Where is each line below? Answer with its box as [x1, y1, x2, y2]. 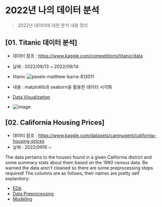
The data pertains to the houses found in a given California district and [5, 154, 152, 160]
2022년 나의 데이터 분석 [5, 5, 99, 16]
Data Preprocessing [12, 190, 54, 196]
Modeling [12, 196, 33, 202]
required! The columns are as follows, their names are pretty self [5, 170, 140, 176]
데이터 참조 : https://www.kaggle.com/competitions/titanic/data [12, 52, 143, 58]
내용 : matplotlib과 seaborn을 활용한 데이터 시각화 [12, 84, 113, 90]
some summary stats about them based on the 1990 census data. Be [5, 159, 148, 165]
